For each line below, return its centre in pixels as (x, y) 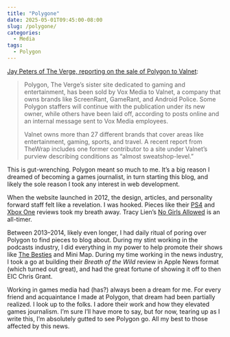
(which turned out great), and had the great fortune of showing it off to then (114, 269)
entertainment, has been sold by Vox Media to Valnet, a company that (122, 92)
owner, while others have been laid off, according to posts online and (122, 113)
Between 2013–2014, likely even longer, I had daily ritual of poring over (107, 232)
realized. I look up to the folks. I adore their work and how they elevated (108, 304)
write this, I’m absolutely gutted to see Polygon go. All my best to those (107, 318)
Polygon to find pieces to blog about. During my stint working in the (103, 240)
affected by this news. (38, 326)
